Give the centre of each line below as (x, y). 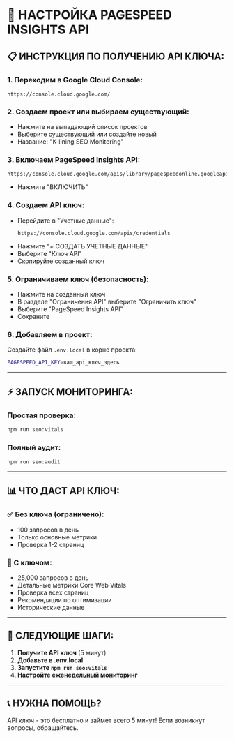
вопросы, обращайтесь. (43, 727)
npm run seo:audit (34, 462)
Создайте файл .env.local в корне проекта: (72, 350)
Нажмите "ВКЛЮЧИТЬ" (53, 187)
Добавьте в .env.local (50, 660)
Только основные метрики (57, 537)
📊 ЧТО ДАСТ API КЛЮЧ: (63, 491)
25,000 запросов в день (53, 577)
